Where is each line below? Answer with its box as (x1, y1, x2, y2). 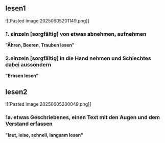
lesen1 (5, 4, 26, 13)
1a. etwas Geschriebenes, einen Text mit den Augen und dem (5, 114, 160, 121)
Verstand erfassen (5, 120, 53, 127)
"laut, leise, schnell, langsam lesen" (5, 132, 83, 138)
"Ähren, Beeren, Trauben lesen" (5, 42, 75, 48)
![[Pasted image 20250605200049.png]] (5, 101, 91, 107)
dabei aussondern (5, 61, 52, 68)
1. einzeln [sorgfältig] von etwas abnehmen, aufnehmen (5, 30, 147, 37)
